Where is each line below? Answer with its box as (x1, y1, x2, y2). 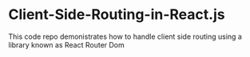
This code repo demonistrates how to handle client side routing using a (8, 32, 242, 41)
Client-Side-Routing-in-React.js (8, 6, 225, 24)
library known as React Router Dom (8, 40, 125, 49)
